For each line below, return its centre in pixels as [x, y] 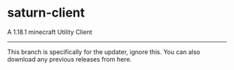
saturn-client [46, 13]
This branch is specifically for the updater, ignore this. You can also [104, 52]
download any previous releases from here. [70, 59]
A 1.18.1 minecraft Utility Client [50, 32]
